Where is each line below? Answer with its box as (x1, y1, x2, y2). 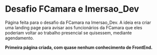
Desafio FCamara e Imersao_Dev (5, 3, 140, 15)
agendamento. (5, 35, 34, 41)
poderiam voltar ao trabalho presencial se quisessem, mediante (5, 30, 132, 36)
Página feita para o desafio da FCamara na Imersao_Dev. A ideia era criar (5, 19, 151, 25)
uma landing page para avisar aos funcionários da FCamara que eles (5, 24, 142, 30)
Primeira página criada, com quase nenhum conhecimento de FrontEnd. (5, 44, 153, 50)
